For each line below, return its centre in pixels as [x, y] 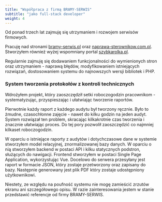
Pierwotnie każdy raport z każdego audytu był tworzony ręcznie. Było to [77, 109]
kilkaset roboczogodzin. [29, 130]
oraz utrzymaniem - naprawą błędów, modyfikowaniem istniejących [72, 66]
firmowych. [16, 37]
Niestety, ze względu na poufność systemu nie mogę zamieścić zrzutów [77, 184]
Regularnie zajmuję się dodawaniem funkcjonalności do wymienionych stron [81, 61]
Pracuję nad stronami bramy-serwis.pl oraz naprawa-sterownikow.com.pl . [79, 47]
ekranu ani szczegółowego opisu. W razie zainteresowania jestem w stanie [80, 189]
